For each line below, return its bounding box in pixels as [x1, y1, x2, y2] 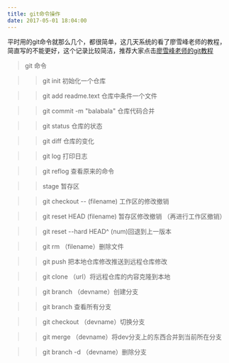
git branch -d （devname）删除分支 [42, 347, 147, 356]
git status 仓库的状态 [42, 121, 103, 130]
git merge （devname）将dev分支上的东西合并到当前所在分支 [42, 333, 222, 341]
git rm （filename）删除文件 [42, 242, 124, 250]
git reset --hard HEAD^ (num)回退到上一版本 [42, 227, 172, 235]
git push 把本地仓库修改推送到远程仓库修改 [42, 257, 168, 266]
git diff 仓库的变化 [42, 136, 94, 145]
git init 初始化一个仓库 [42, 76, 106, 85]
